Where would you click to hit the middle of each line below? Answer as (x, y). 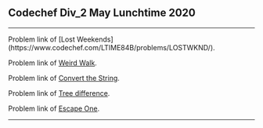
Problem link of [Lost (42, 39)
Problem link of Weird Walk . (53, 63)
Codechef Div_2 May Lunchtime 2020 (102, 13)
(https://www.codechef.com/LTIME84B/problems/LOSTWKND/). (112, 47)
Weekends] (95, 39)
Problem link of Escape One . (54, 108)
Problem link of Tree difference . (59, 93)
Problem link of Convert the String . (64, 78)
